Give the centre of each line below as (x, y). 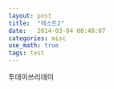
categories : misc (37, 38)
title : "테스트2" (37, 23)
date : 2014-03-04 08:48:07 (57, 30)
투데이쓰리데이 (31, 77)
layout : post (30, 16)
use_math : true (34, 46)
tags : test (26, 53)
